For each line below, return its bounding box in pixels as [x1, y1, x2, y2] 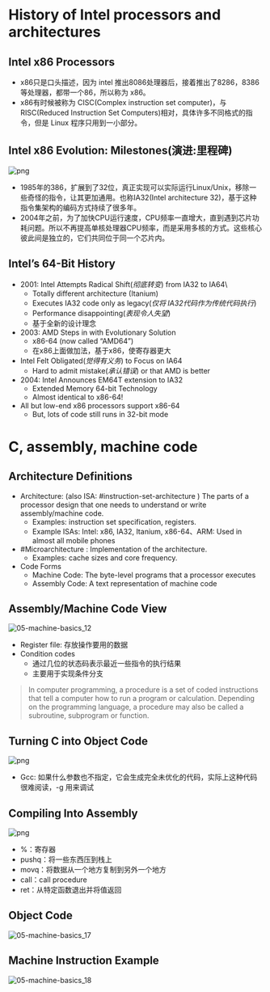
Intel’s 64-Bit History [8, 257, 116, 271]
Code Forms [19, 561, 62, 571]
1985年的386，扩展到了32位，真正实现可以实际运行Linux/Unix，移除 [19, 182, 250, 192]
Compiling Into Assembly [8, 806, 138, 820]
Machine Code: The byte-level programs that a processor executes [32, 570, 256, 580]
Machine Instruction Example [8, 954, 159, 968]
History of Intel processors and [8, 6, 221, 24]
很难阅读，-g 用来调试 [19, 783, 95, 792]
